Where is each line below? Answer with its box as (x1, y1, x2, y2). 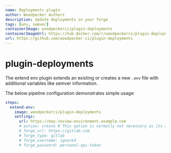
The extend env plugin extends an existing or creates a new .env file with (5, 74, 159, 81)
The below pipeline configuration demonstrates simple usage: (5, 90, 135, 96)
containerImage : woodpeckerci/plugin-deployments (5, 27, 113, 32)
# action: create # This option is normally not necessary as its (18, 123, 163, 129)
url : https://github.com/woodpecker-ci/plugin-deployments (5, 36, 133, 41)
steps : (5, 100, 19, 105)
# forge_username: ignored (18, 138, 76, 143)
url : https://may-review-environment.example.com (18, 119, 126, 124)
